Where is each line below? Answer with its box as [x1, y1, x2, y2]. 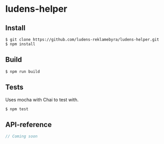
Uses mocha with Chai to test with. [5, 96, 79, 102]
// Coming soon [5, 134, 38, 139]
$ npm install [5, 42, 36, 47]
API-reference [5, 120, 52, 129]
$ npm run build [5, 69, 40, 74]
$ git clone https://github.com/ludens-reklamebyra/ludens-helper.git [5, 37, 159, 42]
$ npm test [5, 106, 29, 112]
